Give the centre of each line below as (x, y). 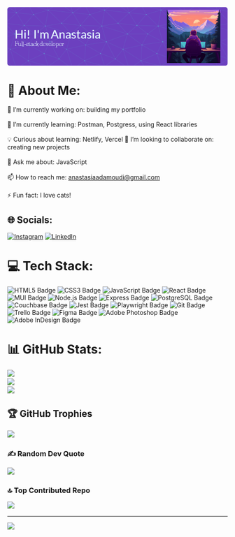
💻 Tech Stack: (50, 266)
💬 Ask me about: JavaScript (47, 162)
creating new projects (38, 147)
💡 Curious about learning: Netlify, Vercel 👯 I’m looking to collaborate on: (111, 140)
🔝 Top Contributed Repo (49, 490)
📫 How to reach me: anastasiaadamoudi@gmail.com (84, 177)
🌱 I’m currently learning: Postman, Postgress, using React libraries (102, 124)
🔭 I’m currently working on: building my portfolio (77, 110)
